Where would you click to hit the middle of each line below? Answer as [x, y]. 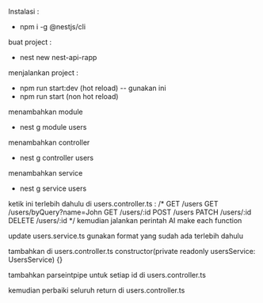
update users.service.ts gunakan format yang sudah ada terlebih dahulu [126, 236]
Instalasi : [24, 11]
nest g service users [53, 188]
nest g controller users [56, 158]
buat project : [30, 42]
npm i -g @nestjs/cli [52, 27]
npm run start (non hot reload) [69, 97]
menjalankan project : [44, 73]
